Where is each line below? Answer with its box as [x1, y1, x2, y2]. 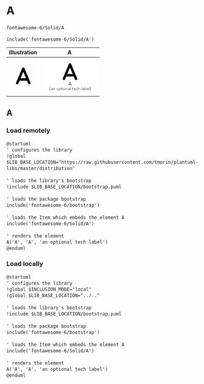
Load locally [6, 259, 43, 268]
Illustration [9, 49, 38, 56]
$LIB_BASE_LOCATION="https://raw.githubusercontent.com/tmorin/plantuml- [6, 159, 199, 165]
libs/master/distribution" [6, 165, 75, 171]
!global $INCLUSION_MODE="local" [6, 286, 92, 292]
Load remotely [6, 126, 51, 135]
